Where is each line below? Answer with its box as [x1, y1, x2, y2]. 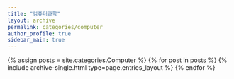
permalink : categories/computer [7, 23, 103, 30]
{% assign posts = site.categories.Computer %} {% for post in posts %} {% [7, 56, 228, 64]
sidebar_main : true [7, 37, 65, 44]
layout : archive [7, 17, 55, 24]
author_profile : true [7, 30, 72, 37]
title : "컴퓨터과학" [7, 10, 61, 18]
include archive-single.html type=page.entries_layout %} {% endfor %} [7, 63, 216, 72]
